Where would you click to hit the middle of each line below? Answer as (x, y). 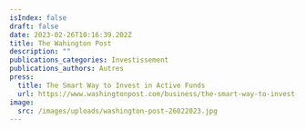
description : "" (40, 52)
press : (22, 77)
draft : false (34, 26)
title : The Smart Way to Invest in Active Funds (112, 85)
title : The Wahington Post (61, 43)
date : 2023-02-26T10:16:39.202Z (71, 35)
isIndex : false (38, 18)
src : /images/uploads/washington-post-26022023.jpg (118, 111)
